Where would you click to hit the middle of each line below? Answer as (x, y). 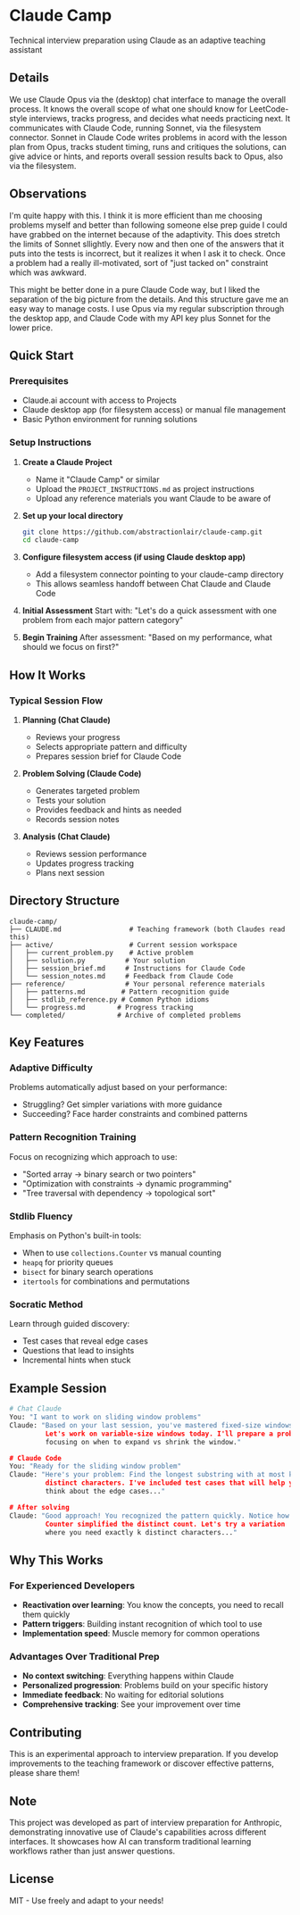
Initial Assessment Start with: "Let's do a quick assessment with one (150, 611)
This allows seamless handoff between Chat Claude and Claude (153, 584)
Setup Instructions (50, 443)
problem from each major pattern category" (103, 620)
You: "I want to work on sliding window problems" (105, 1417)
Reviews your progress (78, 737)
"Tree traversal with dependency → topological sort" (119, 1193)
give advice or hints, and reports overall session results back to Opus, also (146, 156)
